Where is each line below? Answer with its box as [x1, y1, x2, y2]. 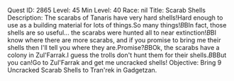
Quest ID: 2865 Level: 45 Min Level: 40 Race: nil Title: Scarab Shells [7, 6, 206, 14]
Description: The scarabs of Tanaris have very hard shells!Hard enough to [7, 13, 223, 22]
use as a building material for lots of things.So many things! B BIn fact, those [7, 21, 227, 29]
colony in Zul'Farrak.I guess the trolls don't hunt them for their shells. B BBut [7, 51, 227, 59]
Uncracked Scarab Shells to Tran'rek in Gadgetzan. [7, 66, 157, 74]
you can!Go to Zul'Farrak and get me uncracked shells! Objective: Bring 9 [7, 58, 222, 66]
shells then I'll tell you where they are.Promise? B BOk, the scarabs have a [7, 44, 220, 51]
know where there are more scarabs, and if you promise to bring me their [7, 36, 221, 44]
